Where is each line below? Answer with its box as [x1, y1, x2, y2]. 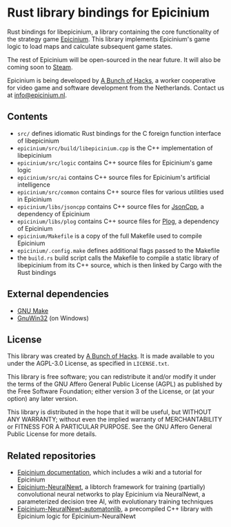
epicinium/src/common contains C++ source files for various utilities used [17, 187, 224, 196]
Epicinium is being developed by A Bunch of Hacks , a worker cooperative [7, 76, 216, 84]
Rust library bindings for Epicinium [7, 5, 210, 21]
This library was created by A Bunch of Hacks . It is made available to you [7, 352, 215, 360]
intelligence [17, 180, 50, 189]
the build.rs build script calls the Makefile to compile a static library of [17, 254, 219, 262]
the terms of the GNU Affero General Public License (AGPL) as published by [7, 380, 223, 389]
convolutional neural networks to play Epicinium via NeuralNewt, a [17, 490, 205, 499]
